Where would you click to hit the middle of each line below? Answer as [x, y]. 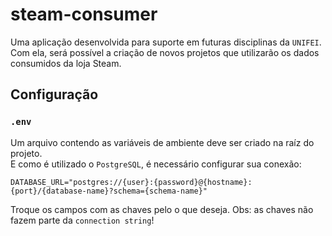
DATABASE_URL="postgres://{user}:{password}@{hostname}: [131, 182]
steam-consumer [84, 14]
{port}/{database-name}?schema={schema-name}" [109, 191]
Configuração [54, 94]
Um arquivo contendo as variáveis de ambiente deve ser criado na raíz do [162, 142]
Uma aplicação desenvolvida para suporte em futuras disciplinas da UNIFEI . [166, 42]
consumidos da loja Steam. [66, 63]
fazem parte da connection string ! [82, 220]
